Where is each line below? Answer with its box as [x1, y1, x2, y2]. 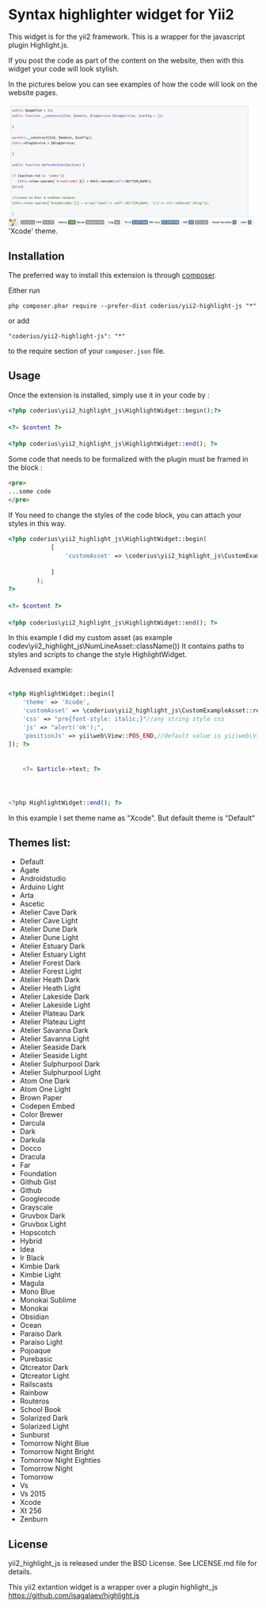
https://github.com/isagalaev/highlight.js [8, 1591, 140, 1600]
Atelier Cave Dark [19, 908, 78, 917]
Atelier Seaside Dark [19, 1042, 87, 1052]
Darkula [19, 1135, 46, 1145]
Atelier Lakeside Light [19, 1000, 91, 1010]
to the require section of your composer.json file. [8, 346, 165, 355]
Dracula [19, 1152, 46, 1161]
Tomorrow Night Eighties [19, 1456, 101, 1465]
